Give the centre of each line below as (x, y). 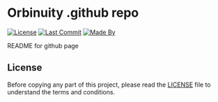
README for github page (43, 45)
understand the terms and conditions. (61, 92)
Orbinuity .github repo (73, 13)
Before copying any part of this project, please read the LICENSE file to (109, 85)
